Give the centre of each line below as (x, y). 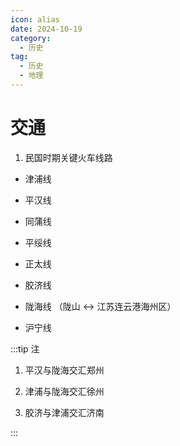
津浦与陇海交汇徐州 (64, 391)
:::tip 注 (25, 348)
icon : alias (35, 19)
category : (31, 38)
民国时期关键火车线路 (68, 157)
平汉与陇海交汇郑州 (64, 370)
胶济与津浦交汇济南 (64, 412)
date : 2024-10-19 (46, 29)
